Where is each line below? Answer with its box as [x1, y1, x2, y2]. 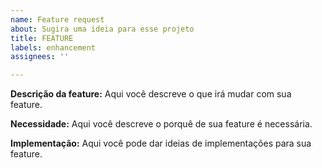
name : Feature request [10, 14, 105, 25]
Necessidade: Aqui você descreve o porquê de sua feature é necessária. [10, 118, 313, 130]
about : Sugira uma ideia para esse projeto [10, 24, 195, 34]
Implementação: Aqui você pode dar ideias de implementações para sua [10, 137, 312, 150]
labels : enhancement [10, 42, 97, 53]
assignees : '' [10, 52, 70, 62]
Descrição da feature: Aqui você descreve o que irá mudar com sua [10, 88, 292, 100]
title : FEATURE [10, 33, 74, 43]
